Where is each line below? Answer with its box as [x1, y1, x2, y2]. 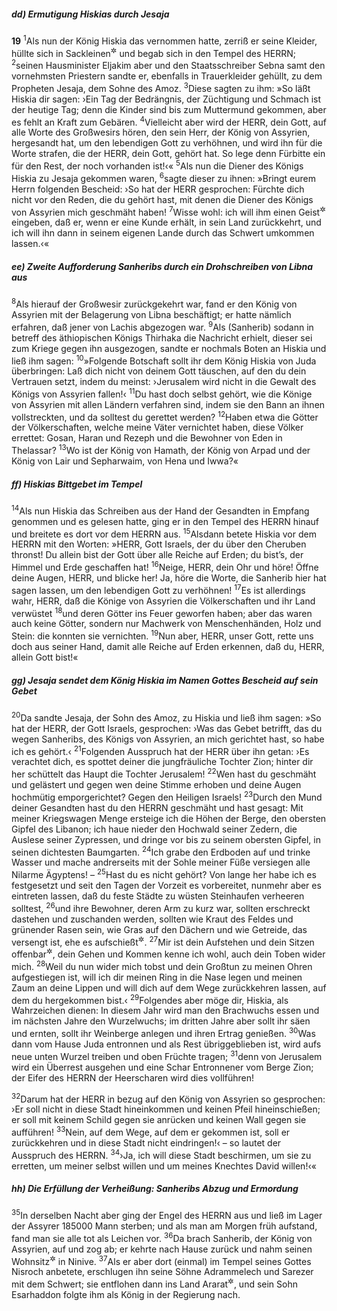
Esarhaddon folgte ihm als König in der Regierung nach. [11, 1289, 241, 1301]
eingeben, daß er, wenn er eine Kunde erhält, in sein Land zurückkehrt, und [11, 216, 322, 229]
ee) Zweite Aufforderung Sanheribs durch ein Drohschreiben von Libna [11, 260, 314, 272]
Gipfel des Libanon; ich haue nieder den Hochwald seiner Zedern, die [11, 823, 298, 835]
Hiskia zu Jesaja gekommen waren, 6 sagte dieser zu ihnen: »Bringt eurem [11, 170, 316, 184]
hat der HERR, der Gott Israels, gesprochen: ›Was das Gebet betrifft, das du [11, 722, 323, 734]
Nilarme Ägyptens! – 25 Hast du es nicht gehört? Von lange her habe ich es [11, 867, 317, 880]
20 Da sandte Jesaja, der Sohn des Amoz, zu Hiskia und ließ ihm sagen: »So [11, 710, 322, 724]
